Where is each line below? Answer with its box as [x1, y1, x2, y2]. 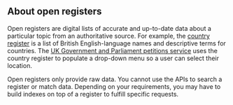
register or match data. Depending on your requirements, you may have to [7, 82, 221, 90]
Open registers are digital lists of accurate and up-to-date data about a [7, 24, 212, 32]
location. [7, 61, 33, 69]
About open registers [7, 6, 102, 17]
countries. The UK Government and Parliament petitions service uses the [7, 46, 218, 55]
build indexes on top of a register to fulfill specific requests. [7, 90, 179, 98]
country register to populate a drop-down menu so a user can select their [7, 54, 219, 62]
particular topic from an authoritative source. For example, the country [7, 31, 210, 40]
